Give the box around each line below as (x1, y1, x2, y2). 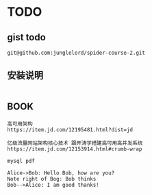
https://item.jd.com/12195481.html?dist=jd (7, 126, 134, 133)
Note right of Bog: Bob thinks (7, 175, 97, 182)
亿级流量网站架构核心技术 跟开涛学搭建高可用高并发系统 (7, 140, 143, 146)
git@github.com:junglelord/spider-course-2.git (7, 49, 146, 56)
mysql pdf (7, 157, 36, 164)
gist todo (7, 31, 46, 43)
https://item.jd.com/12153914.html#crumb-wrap (7, 145, 142, 153)
